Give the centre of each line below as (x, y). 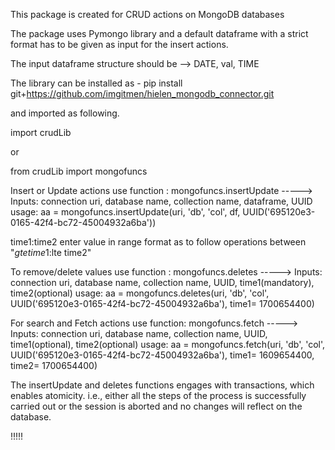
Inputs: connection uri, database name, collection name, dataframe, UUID (161, 201)
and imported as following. (65, 113)
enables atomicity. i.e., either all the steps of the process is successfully (158, 395)
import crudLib (41, 132)
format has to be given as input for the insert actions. (119, 44)
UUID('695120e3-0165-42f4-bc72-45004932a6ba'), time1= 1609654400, (162, 355)
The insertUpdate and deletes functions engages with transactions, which (162, 385)
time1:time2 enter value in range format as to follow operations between (158, 242)
